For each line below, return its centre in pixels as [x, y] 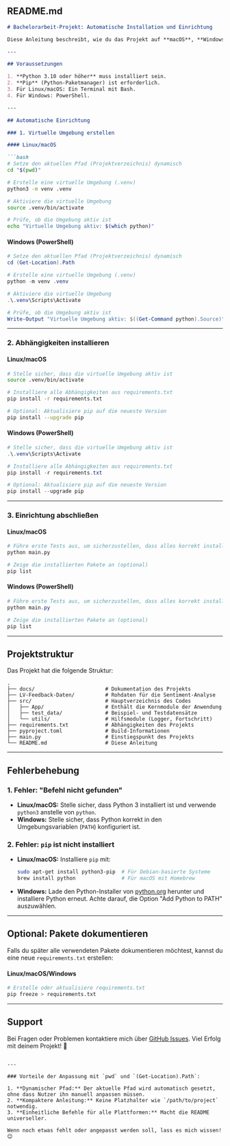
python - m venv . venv [38, 282]
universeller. [27, 1118]
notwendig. [23, 1106]
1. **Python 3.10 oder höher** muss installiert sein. [87, 77]
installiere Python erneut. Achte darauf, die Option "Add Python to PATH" [119, 899]
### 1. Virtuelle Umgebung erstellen [61, 133]
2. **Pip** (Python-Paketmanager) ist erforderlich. [84, 83]
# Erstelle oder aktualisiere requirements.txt [76, 988]
